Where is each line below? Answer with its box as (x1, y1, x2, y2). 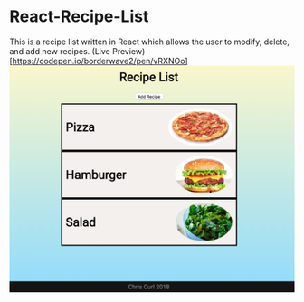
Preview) (111, 45, 146, 56)
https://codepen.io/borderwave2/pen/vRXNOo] (12, 55, 188, 66)
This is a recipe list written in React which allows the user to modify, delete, (9, 36, 290, 47)
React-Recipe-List (9, 6, 149, 27)
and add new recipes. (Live (9, 45, 111, 56)
